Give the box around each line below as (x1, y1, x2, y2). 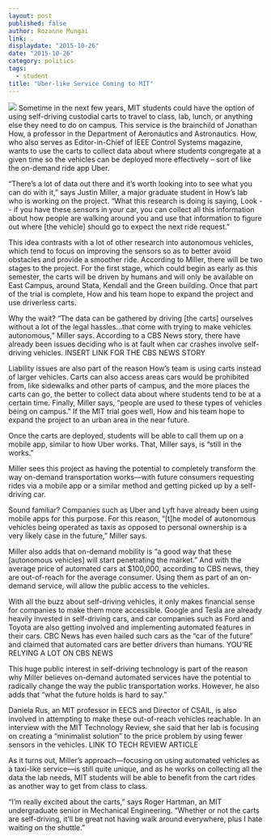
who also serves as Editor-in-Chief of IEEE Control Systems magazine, (8, 137, 243, 146)
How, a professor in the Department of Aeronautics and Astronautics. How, (8, 129, 257, 138)
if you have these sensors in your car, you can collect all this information (13, 204, 255, 214)
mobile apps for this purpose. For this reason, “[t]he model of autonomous (8, 513, 256, 523)
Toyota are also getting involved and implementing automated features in (8, 622, 252, 632)
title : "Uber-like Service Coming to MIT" (8, 79, 154, 87)
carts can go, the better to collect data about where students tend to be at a (8, 389, 261, 399)
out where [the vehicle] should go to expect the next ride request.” (8, 222, 231, 231)
